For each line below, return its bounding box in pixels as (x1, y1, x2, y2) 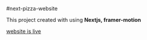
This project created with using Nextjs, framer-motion (6, 16, 142, 23)
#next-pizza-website (6, 5, 58, 12)
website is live (6, 28, 41, 35)
